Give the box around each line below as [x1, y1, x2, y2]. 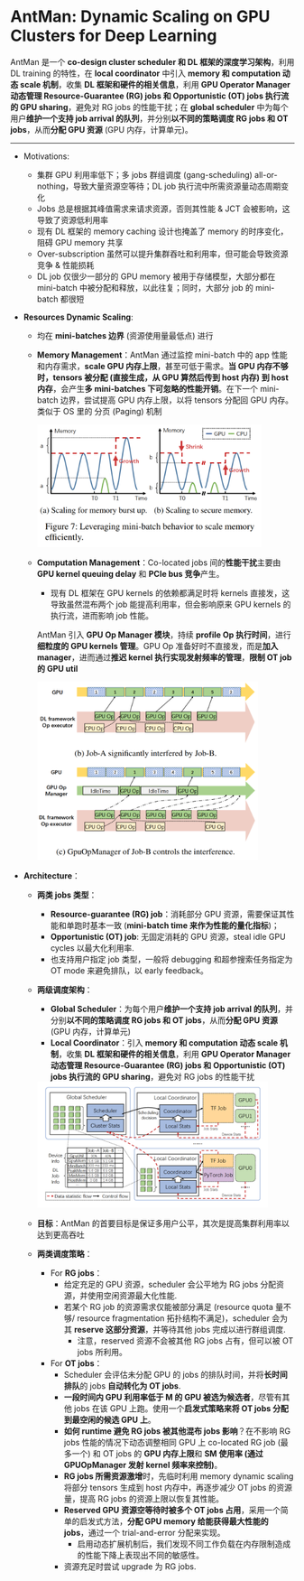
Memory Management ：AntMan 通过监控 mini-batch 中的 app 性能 [36, 349, 288, 360]
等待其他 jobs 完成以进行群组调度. [160, 1324, 287, 1335]
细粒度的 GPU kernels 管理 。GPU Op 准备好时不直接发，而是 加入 [36, 640, 279, 651]
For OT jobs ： [50, 1357, 103, 1369]
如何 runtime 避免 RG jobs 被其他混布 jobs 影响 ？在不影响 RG [63, 1425, 291, 1437]
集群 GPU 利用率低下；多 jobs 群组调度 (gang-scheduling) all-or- [36, 169, 278, 180]
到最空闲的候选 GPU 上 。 [63, 1414, 156, 1425]
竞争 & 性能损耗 [36, 259, 95, 270]
